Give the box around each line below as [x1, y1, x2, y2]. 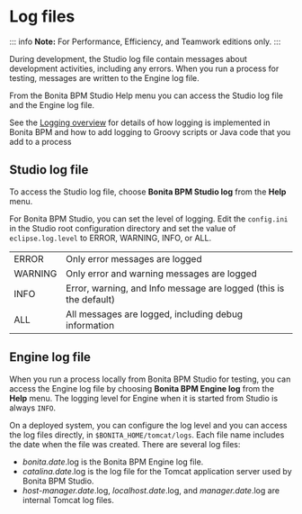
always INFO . [9, 402, 57, 413]
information [66, 319, 115, 331]
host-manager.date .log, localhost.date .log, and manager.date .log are [22, 484, 280, 496]
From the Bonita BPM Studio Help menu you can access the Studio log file [9, 90, 283, 101]
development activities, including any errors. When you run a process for [9, 63, 280, 74]
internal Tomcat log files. [22, 494, 114, 505]
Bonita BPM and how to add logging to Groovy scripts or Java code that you [9, 126, 291, 137]
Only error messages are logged [66, 252, 202, 265]
